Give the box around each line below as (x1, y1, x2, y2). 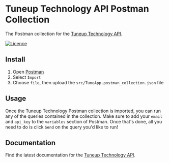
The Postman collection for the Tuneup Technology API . (5, 30, 123, 37)
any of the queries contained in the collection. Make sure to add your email (5, 113, 163, 119)
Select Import (12, 74, 41, 80)
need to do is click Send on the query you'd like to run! (5, 124, 118, 130)
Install (5, 55, 25, 64)
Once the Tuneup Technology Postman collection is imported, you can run (5, 108, 161, 114)
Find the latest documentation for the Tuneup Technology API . (5, 152, 136, 158)
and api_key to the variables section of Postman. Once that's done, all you (5, 118, 162, 124)
